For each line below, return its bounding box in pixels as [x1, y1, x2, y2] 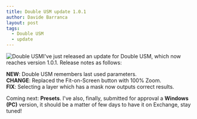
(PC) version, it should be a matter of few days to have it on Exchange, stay [6, 101, 191, 108]
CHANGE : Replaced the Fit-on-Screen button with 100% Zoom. [6, 77, 162, 84]
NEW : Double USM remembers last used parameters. [6, 71, 137, 77]
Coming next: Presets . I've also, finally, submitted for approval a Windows [6, 95, 189, 102]
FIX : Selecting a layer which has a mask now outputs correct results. [6, 83, 174, 90]
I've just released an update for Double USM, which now [42, 53, 182, 59]
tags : [6, 25, 20, 32]
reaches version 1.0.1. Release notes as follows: [6, 59, 122, 66]
